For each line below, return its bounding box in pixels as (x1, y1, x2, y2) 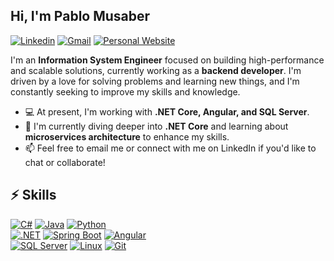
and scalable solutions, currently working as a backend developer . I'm (10, 64, 302, 76)
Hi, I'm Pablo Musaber (10, 8, 151, 25)
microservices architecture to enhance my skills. (24, 130, 230, 143)
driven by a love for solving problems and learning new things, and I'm (10, 75, 300, 87)
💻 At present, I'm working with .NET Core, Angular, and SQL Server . (24, 105, 310, 118)
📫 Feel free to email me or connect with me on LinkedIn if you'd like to (24, 142, 317, 154)
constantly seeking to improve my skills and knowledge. (10, 85, 241, 98)
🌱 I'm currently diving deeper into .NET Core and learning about (24, 120, 289, 132)
